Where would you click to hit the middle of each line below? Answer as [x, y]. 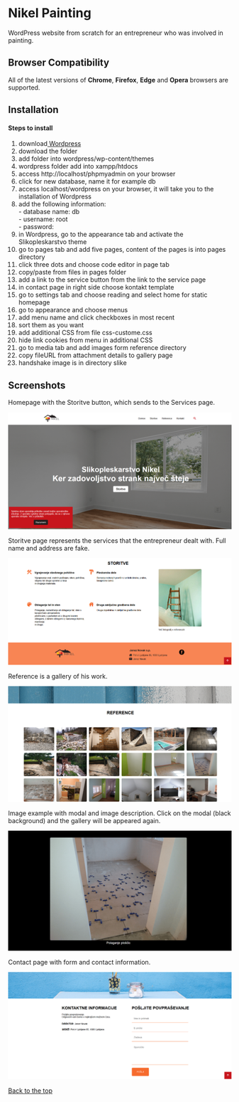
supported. [24, 88]
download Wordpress [50, 144]
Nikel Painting [50, 13]
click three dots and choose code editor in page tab [94, 265]
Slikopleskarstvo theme [52, 242]
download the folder [48, 152]
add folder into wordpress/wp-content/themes [86, 159]
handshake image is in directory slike [72, 363]
